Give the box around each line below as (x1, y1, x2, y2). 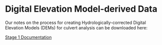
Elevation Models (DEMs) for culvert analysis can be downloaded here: (5, 24, 148, 30)
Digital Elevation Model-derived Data (5, 3, 158, 15)
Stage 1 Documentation (5, 34, 52, 40)
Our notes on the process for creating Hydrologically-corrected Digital (5, 20, 146, 25)
